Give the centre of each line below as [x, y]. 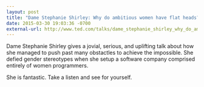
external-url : [24, 29]
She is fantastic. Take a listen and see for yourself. [69, 77]
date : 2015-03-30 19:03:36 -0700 [49, 23]
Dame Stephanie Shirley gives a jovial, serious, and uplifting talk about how [100, 46]
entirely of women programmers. [47, 66]
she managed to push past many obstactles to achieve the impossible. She [100, 53]
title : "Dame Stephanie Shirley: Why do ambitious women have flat [93, 18]
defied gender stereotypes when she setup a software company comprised [101, 59]
